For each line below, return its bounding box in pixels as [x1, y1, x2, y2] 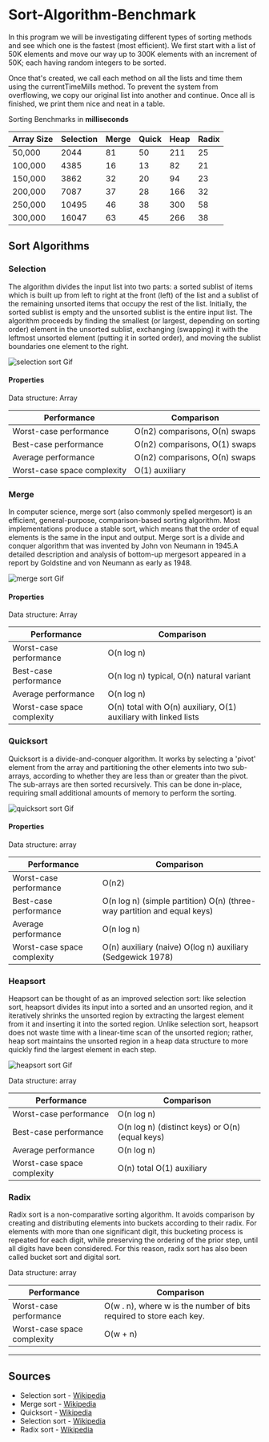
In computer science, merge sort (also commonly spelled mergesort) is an [8, 507, 253, 516]
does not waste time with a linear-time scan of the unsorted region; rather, [8, 1028, 254, 1038]
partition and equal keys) [119, 905, 214, 916]
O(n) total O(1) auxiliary [117, 1163, 207, 1174]
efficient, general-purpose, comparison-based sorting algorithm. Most [8, 516, 241, 525]
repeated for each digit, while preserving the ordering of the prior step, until [8, 1235, 259, 1245]
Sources [8, 1369, 51, 1383]
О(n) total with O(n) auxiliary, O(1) [107, 702, 237, 713]
